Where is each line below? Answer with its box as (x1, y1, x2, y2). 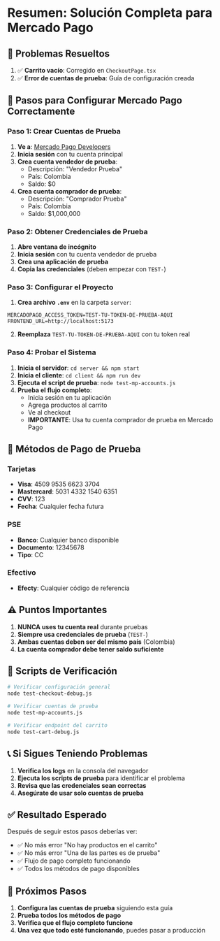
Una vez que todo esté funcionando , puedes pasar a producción (17, 926, 206, 935)
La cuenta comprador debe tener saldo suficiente (17, 645, 164, 653)
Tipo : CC (17, 550, 44, 559)
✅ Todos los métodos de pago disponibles (17, 865, 140, 873)
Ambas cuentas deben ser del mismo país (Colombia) (17, 638, 176, 646)
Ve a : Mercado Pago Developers (17, 142, 111, 151)
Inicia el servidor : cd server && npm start (17, 364, 140, 372)
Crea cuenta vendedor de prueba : (17, 157, 118, 166)
